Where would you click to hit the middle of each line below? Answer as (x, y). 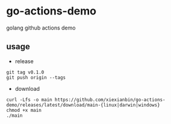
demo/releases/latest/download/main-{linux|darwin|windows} (83, 105)
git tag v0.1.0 (25, 72)
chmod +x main (24, 110)
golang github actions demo (41, 28)
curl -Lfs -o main (29, 100)
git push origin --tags (36, 77)
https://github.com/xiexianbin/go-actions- (110, 100)
